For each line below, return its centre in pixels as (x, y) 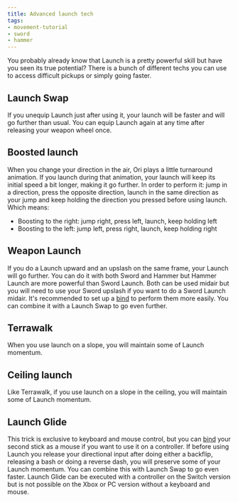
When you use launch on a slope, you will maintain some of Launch (106, 345)
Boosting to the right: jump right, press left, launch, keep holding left (117, 221)
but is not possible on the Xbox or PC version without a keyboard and (109, 484)
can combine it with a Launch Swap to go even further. (87, 305)
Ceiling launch (40, 375)
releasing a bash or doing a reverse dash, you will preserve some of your (114, 462)
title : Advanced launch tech (50, 14)
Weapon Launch (44, 251)
